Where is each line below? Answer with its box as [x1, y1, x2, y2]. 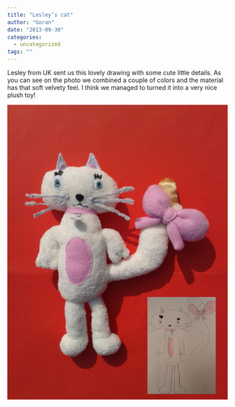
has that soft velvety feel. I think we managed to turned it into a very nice [7, 84, 218, 91]
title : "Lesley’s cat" [7, 11, 73, 18]
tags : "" [7, 48, 33, 55]
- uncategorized [13, 41, 61, 48]
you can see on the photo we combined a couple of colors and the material [7, 76, 224, 84]
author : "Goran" [7, 18, 55, 26]
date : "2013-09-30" [7, 26, 64, 33]
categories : [7, 34, 42, 41]
